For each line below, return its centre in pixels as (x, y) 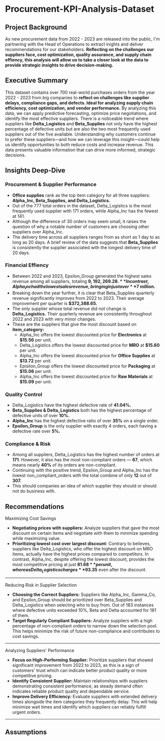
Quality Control (24, 394)
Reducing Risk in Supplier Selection (41, 585)
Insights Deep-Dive (35, 171)
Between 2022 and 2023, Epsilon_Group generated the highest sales (82, 276)
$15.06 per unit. (36, 371)
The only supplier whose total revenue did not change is (69, 309)
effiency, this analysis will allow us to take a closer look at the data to (77, 60)
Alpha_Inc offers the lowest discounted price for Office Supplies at (87, 355)
